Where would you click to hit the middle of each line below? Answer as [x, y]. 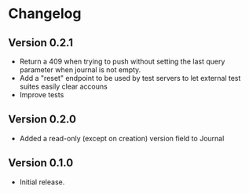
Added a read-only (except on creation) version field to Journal [122, 138]
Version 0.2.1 [40, 43]
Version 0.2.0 [42, 120]
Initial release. [42, 182]
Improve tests [42, 95]
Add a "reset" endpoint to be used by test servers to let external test [130, 78]
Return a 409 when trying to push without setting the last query [122, 61]
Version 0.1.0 [41, 163]
